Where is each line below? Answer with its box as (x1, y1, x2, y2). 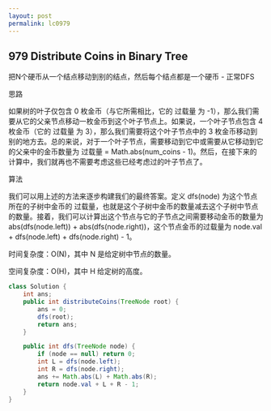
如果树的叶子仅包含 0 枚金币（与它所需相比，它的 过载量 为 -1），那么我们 (8, 106, 252, 116)
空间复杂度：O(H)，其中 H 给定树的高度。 (8, 267, 147, 276)
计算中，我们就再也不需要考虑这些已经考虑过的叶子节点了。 (8, 157, 207, 167)
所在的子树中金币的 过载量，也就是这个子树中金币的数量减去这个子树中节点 (8, 202, 259, 212)
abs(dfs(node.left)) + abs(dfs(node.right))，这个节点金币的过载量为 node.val (8, 222, 263, 232)
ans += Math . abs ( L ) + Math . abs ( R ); (37, 372, 158, 381)
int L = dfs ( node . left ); (37, 357, 121, 366)
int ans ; (23, 290, 53, 298)
